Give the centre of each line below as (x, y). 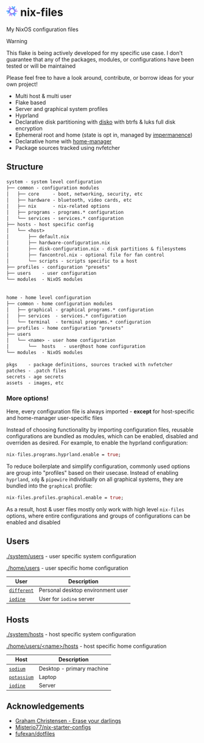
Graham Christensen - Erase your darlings (68, 721)
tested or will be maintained (41, 66)
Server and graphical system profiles (62, 108)
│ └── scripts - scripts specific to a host (72, 261)
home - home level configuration (49, 297)
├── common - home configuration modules (60, 304)
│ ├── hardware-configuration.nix (58, 243)
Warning (17, 41)
